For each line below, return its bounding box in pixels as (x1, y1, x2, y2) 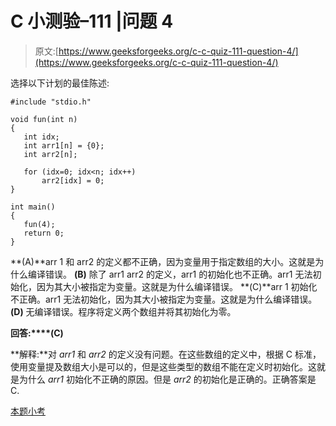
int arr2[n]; (23, 149, 78, 159)
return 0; (23, 228, 65, 238)
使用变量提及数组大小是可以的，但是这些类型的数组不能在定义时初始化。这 (10, 360, 317, 372)
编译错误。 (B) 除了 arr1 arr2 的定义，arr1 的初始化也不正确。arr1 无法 (27, 268, 313, 280)
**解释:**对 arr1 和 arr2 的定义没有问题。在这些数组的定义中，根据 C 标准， (10, 348, 322, 360)
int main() (10, 202, 56, 212)
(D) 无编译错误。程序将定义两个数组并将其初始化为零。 (10, 305, 237, 317)
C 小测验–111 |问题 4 (10, 10, 174, 33)
